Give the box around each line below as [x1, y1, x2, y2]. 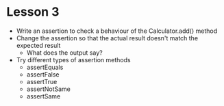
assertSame [26, 92, 61, 100]
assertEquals [26, 63, 64, 71]
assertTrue [26, 77, 58, 85]
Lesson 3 [6, 4, 60, 20]
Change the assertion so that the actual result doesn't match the [16, 34, 199, 42]
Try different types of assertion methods [16, 55, 131, 64]
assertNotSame [26, 85, 71, 93]
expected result [16, 41, 61, 49]
